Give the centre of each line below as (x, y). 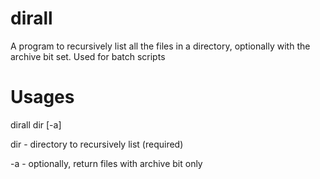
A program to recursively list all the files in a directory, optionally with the (160, 46)
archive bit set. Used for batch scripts (88, 56)
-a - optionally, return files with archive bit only (106, 163)
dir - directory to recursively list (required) (97, 144)
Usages (42, 97)
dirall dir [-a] (36, 124)
